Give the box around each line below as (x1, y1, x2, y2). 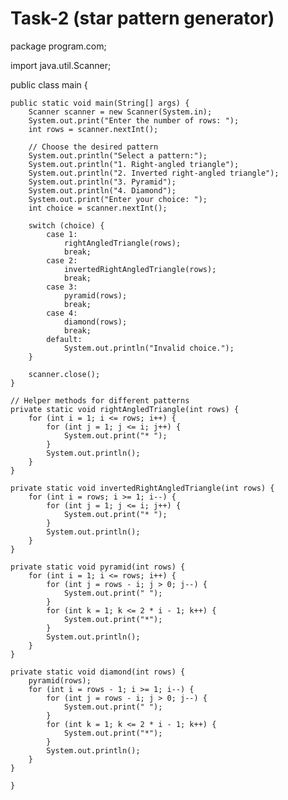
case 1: (46, 229, 78, 239)
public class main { (10, 78, 88, 91)
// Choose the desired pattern (28, 142, 159, 152)
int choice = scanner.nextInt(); (28, 203, 168, 213)
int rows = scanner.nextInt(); (28, 124, 159, 134)
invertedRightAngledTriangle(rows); (63, 264, 217, 274)
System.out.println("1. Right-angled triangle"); (28, 159, 240, 169)
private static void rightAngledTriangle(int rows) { (10, 404, 240, 414)
